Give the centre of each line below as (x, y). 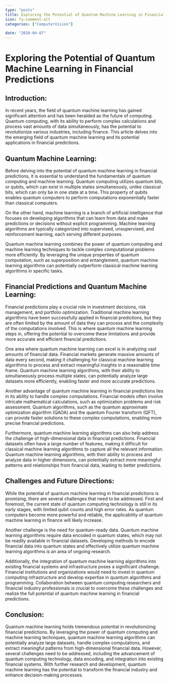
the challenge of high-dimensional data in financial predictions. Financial (80, 438)
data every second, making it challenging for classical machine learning (79, 359)
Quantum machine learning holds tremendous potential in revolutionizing (80, 627)
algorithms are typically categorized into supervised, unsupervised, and (80, 229)
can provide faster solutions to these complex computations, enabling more (83, 418)
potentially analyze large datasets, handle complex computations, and (77, 643)
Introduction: (26, 98)
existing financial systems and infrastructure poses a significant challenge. (82, 566)
